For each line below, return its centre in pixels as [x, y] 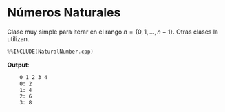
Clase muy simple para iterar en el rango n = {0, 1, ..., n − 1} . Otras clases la [113, 32]
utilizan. [18, 38]
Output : [18, 65]
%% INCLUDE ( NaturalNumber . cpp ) [51, 52]
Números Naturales [64, 13]
